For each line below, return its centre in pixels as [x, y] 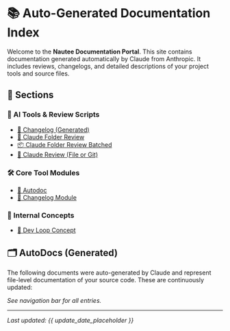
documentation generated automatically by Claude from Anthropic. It [104, 58]
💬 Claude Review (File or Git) [57, 155]
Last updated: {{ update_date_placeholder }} [71, 321]
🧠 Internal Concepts [41, 215]
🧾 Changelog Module [47, 197]
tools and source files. [38, 73]
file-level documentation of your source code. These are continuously [105, 280]
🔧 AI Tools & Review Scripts [53, 115]
